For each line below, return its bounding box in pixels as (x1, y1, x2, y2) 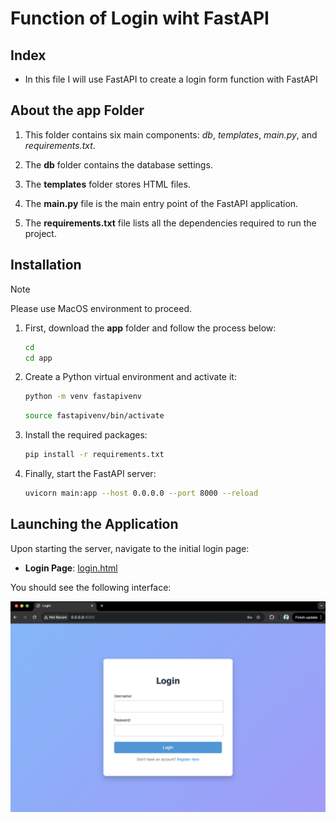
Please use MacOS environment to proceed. (10, 302, 192, 314)
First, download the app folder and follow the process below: (24, 322, 277, 334)
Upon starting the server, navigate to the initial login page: (10, 542, 250, 554)
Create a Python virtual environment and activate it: (24, 371, 237, 383)
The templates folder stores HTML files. (24, 178, 191, 190)
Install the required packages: (24, 429, 148, 441)
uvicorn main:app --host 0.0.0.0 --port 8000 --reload (24, 488, 259, 498)
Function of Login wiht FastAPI (10, 7, 270, 30)
